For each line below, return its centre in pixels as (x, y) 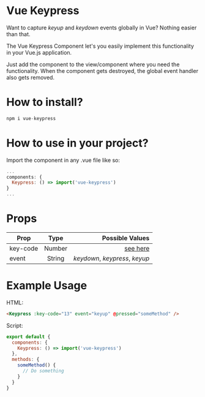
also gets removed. (31, 77)
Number (56, 248)
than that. (18, 34)
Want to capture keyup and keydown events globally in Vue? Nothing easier (102, 28)
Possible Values (126, 238)
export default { (28, 337)
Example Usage (47, 286)
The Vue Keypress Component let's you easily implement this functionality (100, 46)
